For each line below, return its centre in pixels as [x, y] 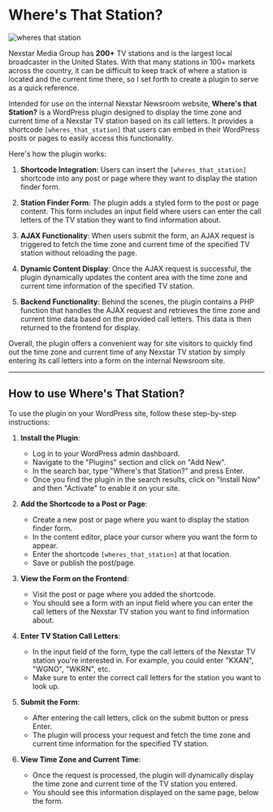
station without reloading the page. [79, 253]
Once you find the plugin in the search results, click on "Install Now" [147, 479]
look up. [46, 686]
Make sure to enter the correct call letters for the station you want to [147, 677]
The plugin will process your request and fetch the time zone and [141, 735]
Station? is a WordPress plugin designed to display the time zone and [125, 112]
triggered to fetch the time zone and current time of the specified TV [135, 244]
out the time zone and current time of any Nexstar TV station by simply [127, 352]
